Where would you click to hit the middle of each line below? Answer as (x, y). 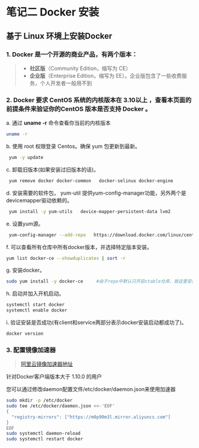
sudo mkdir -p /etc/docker (39, 401)
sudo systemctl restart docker (45, 439)
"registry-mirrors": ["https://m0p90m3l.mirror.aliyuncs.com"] (91, 417)
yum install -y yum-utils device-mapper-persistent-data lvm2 (89, 211)
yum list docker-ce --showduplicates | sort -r (66, 258)
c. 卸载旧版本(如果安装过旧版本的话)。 (53, 169)
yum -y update (26, 158)
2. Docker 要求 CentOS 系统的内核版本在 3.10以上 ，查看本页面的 (99, 100)
